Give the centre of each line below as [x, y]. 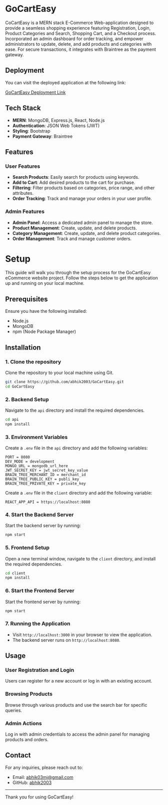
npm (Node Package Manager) [44, 331]
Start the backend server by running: [43, 526]
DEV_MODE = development [30, 462]
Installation [23, 347]
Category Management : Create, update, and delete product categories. [86, 233]
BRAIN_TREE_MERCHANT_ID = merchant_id [45, 475]
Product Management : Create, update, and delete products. [75, 228]
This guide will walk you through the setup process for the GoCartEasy [78, 273]
